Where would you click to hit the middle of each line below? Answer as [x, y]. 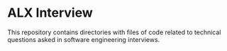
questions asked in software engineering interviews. [84, 39]
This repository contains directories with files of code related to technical [114, 32]
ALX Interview [50, 13]
